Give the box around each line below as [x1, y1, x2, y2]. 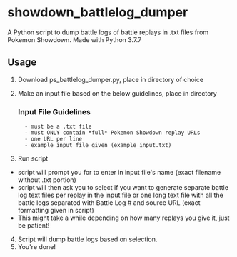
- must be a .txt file [24, 123, 92, 131]
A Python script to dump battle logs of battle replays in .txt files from [7, 28, 209, 36]
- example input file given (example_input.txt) [24, 142, 172, 149]
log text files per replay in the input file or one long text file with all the [17, 191, 223, 200]
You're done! [17, 243, 56, 251]
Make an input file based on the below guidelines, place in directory [17, 89, 218, 97]
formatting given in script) [17, 206, 94, 215]
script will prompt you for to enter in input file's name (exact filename [17, 168, 221, 177]
